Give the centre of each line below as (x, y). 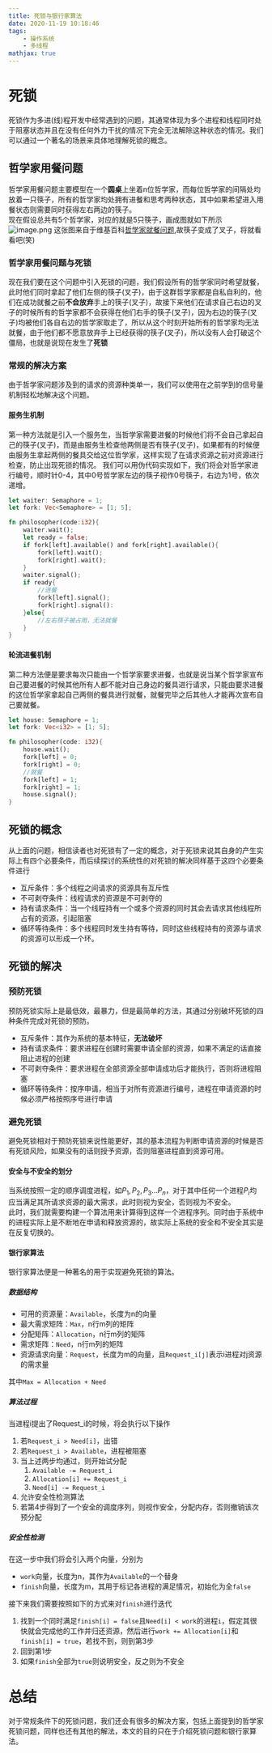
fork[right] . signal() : (76, 605)
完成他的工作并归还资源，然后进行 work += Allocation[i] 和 (140, 1631)
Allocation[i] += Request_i (79, 1479)
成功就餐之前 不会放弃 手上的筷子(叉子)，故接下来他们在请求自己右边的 (138, 302)
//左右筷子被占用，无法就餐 (77, 620)
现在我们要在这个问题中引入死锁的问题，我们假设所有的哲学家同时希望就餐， (136, 282)
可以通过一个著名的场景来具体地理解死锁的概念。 (90, 140)
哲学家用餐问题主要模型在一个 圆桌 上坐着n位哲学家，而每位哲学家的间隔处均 (135, 189)
